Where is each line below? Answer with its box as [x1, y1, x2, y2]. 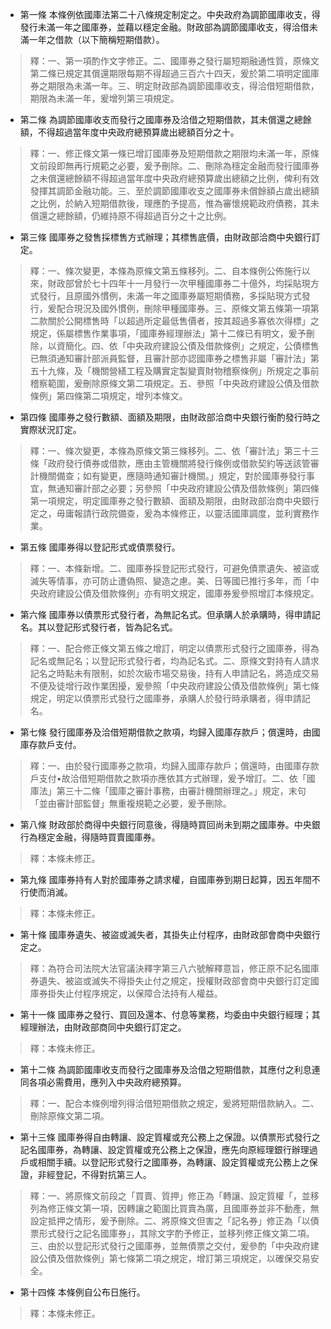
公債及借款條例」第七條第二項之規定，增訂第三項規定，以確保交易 [38, 1253, 311, 1264]
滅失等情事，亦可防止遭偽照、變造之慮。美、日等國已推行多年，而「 [29, 575, 311, 587]
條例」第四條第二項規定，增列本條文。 [29, 390, 188, 402]
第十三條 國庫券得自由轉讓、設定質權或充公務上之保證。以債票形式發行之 [19, 1131, 321, 1143]
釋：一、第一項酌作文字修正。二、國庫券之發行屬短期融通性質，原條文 [29, 55, 320, 67]
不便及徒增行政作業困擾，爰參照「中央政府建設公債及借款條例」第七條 [29, 680, 320, 692]
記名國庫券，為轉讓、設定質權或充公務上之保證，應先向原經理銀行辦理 [19, 1144, 310, 1155]
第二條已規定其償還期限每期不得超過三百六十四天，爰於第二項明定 [29, 68, 302, 79]
